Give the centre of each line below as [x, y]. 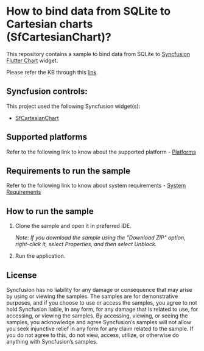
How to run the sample [50, 211]
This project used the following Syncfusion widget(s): [73, 106]
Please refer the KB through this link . [52, 72]
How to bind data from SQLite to [89, 11]
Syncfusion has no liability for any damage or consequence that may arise [99, 290]
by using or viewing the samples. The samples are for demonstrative [92, 296]
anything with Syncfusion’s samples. [52, 342]
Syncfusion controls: [47, 92]
